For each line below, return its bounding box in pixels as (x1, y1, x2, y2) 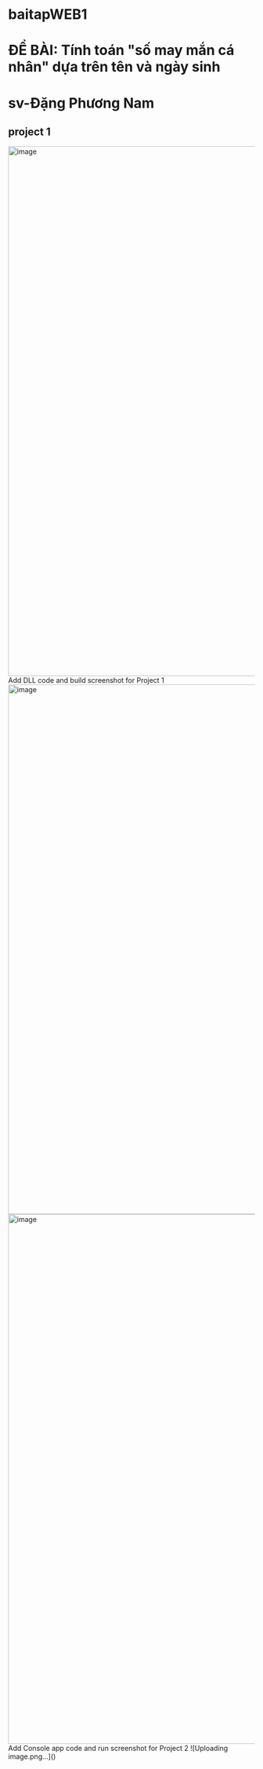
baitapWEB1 (8, 5, 88, 24)
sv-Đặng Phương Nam (8, 94, 155, 111)
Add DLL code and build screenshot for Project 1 (8, 676, 164, 685)
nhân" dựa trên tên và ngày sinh (8, 58, 221, 76)
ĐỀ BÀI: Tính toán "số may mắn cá (8, 42, 235, 60)
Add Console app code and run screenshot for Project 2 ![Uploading (8, 1744, 229, 1753)
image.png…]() (8, 1752, 56, 1761)
